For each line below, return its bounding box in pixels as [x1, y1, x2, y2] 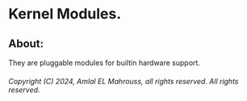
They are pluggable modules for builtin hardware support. [8, 58, 200, 67]
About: [8, 37, 44, 50]
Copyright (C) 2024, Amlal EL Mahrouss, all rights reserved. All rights [8, 76, 239, 86]
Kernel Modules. [8, 5, 122, 23]
